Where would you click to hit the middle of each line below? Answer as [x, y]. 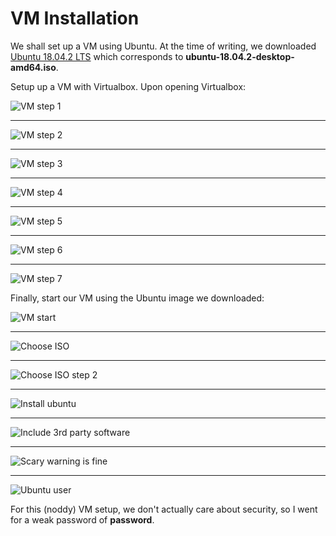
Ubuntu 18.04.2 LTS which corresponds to [97, 56]
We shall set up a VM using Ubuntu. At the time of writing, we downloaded [163, 46]
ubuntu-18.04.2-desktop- [240, 56]
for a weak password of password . [82, 519]
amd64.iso [33, 67]
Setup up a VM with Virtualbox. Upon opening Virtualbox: [128, 86]
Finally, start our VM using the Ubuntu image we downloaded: [137, 298]
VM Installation [75, 18]
